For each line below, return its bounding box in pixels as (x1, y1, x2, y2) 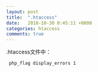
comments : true (6, 31, 44, 37)
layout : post (6, 8, 39, 15)
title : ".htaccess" (6, 14, 58, 20)
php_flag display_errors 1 (8, 61, 76, 67)
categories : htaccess (6, 25, 60, 32)
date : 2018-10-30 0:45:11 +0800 (6, 20, 93, 26)
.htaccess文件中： (6, 49, 51, 56)
